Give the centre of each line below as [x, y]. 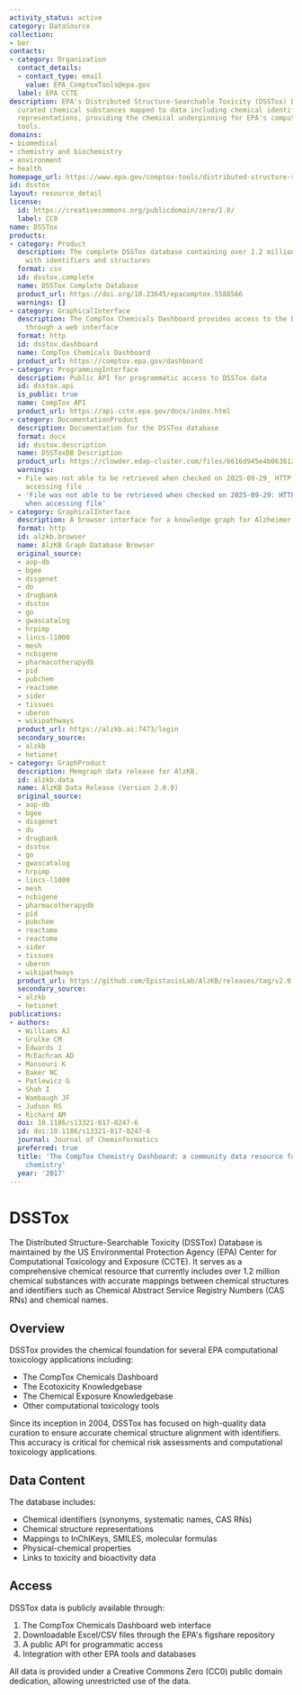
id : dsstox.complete [56, 277]
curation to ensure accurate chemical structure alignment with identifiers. [145, 1433]
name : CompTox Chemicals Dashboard [84, 352]
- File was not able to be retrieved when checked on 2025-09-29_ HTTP [155, 478]
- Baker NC [38, 1073]
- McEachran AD [46, 1056]
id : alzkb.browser [52, 537]
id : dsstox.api [46, 386]
